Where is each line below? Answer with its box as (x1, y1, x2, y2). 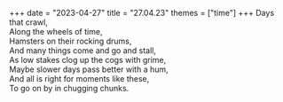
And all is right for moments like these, (9, 74, 150, 83)
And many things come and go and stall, (9, 45, 157, 56)
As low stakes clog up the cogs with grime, (9, 55, 167, 65)
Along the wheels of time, (9, 27, 103, 36)
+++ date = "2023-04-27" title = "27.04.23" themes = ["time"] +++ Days (9, 8, 275, 18)
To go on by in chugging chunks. (9, 83, 130, 93)
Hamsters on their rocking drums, (9, 35, 132, 46)
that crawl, (9, 17, 49, 27)
